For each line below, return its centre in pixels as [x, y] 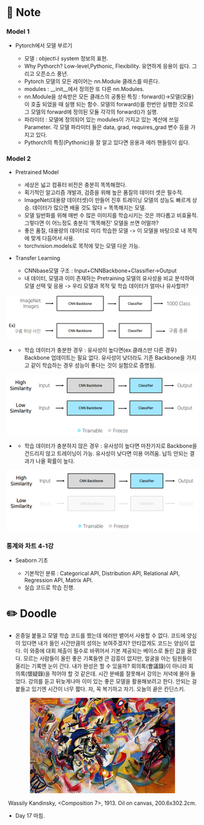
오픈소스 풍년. [52, 74]
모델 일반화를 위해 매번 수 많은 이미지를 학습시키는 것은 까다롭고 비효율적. [111, 215]
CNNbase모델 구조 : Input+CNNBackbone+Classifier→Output [100, 271]
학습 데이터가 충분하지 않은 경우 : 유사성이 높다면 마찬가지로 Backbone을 [111, 446]
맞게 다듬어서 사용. [53, 238]
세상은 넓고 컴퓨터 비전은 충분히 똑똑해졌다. [76, 184]
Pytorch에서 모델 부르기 [44, 46]
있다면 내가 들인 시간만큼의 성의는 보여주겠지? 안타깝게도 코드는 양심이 [105, 643]
